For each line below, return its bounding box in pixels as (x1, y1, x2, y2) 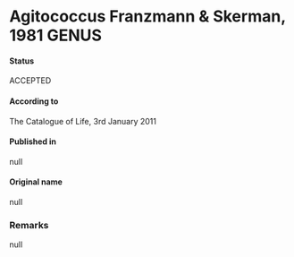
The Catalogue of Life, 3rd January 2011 (9, 116, 156, 126)
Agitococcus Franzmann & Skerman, (9, 6, 286, 27)
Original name (9, 176, 63, 187)
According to (9, 96, 59, 107)
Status (9, 56, 35, 66)
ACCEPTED (9, 75, 52, 86)
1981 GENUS (9, 25, 103, 46)
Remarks (9, 218, 49, 231)
